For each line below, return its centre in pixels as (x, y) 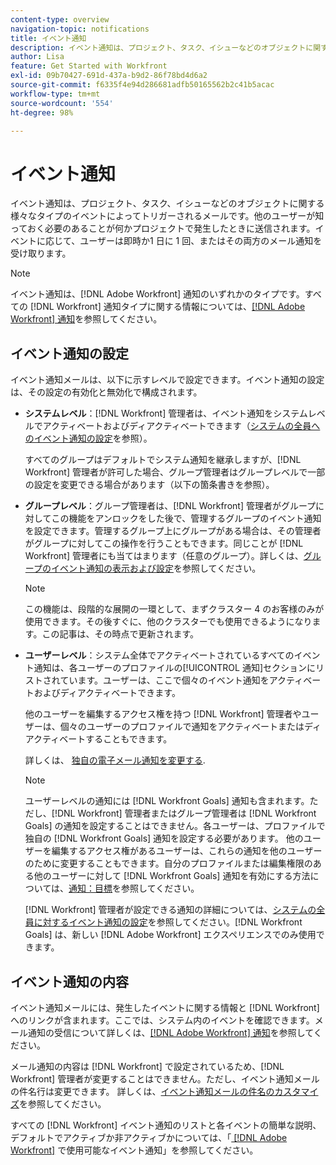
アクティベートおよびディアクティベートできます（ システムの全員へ (181, 426)
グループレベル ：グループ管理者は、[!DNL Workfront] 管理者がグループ (170, 506)
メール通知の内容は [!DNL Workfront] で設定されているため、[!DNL (147, 1066)
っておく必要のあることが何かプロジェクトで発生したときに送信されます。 (163, 228)
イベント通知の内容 (69, 981)
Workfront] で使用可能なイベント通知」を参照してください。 (134, 1150)
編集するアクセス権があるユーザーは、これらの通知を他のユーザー (187, 851)
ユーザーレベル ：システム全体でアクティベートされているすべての (159, 655)
